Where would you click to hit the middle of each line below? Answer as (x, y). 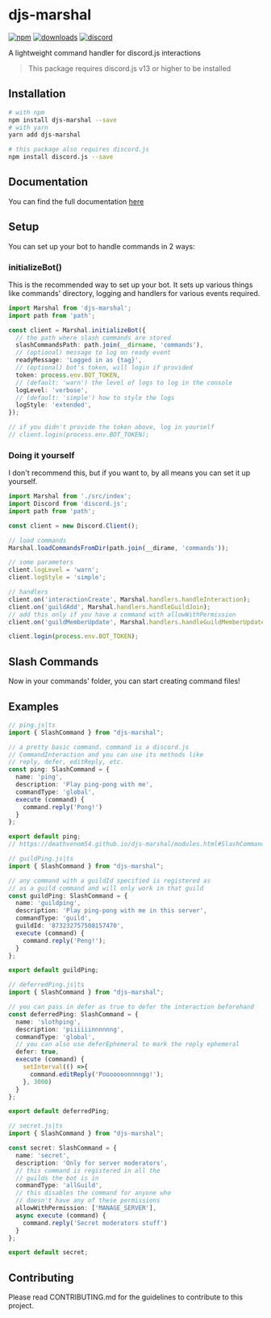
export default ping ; (45, 836)
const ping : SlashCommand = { (59, 770)
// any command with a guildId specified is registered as (110, 881)
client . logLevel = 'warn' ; (54, 570)
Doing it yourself (42, 455)
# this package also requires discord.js (79, 150)
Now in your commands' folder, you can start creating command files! (124, 681)
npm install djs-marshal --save (63, 120)
